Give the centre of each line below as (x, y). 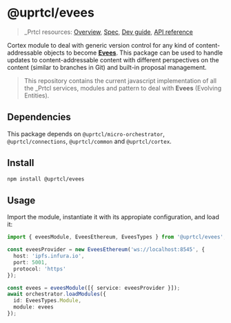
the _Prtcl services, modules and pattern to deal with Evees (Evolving (123, 88)
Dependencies (39, 117)
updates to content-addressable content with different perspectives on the (113, 59)
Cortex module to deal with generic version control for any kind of (101, 45)
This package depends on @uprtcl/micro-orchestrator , (86, 133)
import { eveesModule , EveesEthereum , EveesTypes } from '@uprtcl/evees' (115, 237)
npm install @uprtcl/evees (46, 179)
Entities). (37, 95)
